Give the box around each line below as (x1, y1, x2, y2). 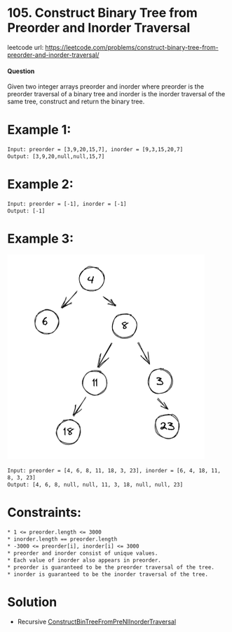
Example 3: (7, 231, 74, 247)
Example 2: (7, 176, 74, 193)
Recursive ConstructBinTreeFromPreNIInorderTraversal (17, 617, 177, 626)
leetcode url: (7, 43, 44, 51)
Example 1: (7, 122, 71, 138)
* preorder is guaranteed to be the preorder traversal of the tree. (7, 564, 215, 571)
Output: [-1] (7, 207, 46, 215)
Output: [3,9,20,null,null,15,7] (7, 153, 105, 160)
